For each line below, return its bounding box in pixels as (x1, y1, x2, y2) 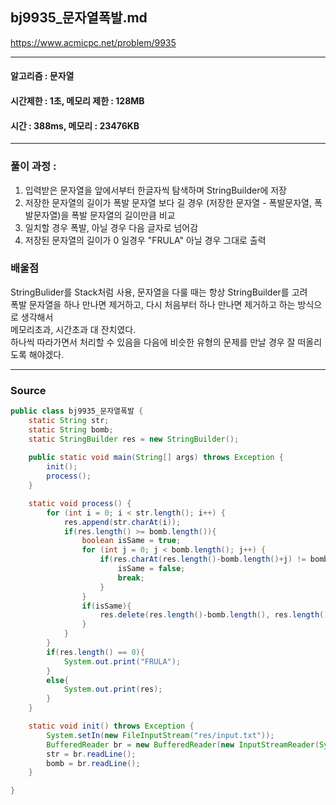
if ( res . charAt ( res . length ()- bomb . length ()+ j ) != (99, 554, 307, 565)
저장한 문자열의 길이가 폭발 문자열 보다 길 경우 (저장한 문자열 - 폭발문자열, (24, 196, 312, 208)
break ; (117, 573, 145, 583)
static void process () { (28, 498, 132, 508)
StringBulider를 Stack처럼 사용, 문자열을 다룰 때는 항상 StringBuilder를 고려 (10, 286, 308, 298)
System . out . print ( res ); (63, 684, 163, 695)
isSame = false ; (117, 564, 186, 574)
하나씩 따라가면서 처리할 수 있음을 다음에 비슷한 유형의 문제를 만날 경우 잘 (10, 336, 296, 348)
